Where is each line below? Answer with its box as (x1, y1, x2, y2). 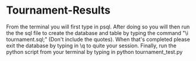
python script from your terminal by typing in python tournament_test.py (6, 48, 183, 55)
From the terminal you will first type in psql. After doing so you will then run (6, 23, 190, 30)
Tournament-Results (6, 4, 111, 17)
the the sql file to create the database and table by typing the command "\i (6, 29, 189, 36)
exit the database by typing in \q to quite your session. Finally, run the (6, 42, 177, 49)
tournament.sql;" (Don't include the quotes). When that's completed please (6, 36, 190, 43)
